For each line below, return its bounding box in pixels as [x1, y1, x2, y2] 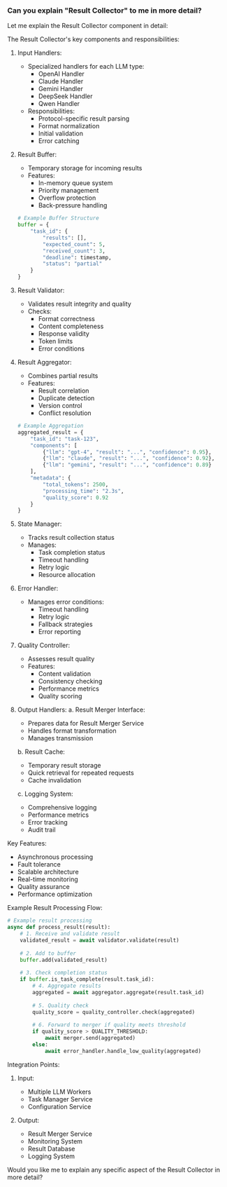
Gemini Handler [38, 85, 84, 93]
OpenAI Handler [38, 69, 85, 79]
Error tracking [27, 818, 68, 827]
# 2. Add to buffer [20, 949, 77, 957]
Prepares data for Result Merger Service [27, 719, 145, 728]
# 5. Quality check [32, 1002, 89, 1009]
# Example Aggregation [17, 423, 84, 430]
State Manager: [17, 520, 62, 528]
